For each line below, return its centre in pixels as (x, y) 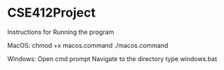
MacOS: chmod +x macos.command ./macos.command (88, 45)
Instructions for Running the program (61, 32)
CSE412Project (52, 13)
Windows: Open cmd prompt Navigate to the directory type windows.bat (112, 59)
